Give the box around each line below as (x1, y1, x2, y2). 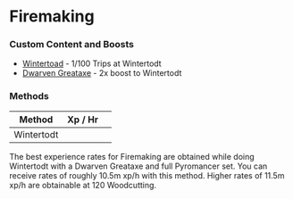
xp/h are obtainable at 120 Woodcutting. (9, 179, 157, 190)
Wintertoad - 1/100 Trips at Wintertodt (21, 58, 163, 69)
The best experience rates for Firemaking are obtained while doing (9, 151, 255, 162)
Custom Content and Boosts (9, 38, 135, 51)
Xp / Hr (66, 113, 98, 126)
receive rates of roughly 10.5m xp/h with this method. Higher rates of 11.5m (9, 170, 285, 180)
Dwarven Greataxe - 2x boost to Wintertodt (21, 68, 182, 79)
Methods (9, 90, 49, 103)
